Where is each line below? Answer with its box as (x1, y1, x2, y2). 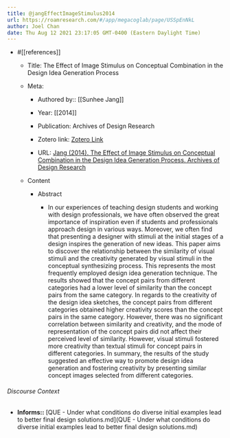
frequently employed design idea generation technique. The (47, 269, 218, 277)
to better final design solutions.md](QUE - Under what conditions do (16, 415, 211, 424)
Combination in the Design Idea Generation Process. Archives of (37, 156, 220, 164)
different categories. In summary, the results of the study (47, 349, 209, 358)
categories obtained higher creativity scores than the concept (47, 305, 223, 314)
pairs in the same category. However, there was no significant (47, 313, 223, 321)
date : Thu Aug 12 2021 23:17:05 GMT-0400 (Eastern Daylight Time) (7, 29, 201, 36)
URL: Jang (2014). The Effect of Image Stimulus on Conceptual (37, 149, 216, 157)
